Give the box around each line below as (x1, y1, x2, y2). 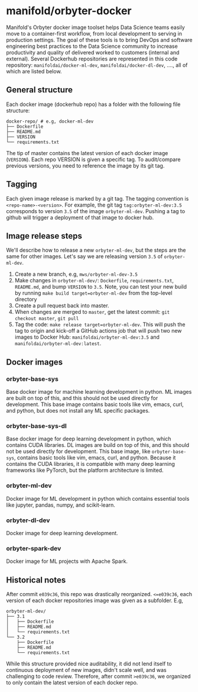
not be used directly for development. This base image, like (6, 448, 151, 455)
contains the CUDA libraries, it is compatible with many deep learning (6, 461, 176, 468)
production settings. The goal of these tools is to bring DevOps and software (6, 36, 193, 43)
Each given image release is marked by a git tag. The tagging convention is (6, 195, 189, 202)
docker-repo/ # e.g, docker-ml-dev (6, 118, 94, 124)
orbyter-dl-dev (6, 516, 50, 524)
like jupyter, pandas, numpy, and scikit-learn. (6, 501, 115, 508)
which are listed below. (6, 67, 62, 75)
